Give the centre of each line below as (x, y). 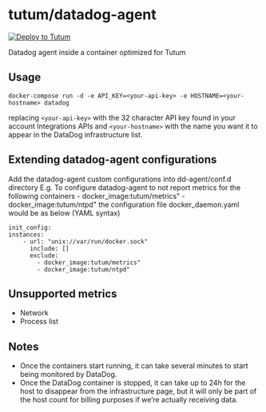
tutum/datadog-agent (83, 15)
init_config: (30, 228)
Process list (39, 322)
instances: (26, 234)
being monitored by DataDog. (68, 374)
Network (34, 313)
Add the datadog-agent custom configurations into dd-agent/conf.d (120, 179)
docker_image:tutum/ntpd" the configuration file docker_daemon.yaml (124, 204)
